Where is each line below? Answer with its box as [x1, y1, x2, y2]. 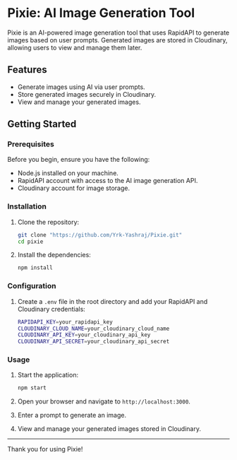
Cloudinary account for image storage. [17, 184, 130, 192]
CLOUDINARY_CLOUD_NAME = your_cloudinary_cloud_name [17, 325, 170, 332]
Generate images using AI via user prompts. [17, 83, 146, 91]
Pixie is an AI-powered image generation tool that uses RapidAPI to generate [7, 28, 230, 37]
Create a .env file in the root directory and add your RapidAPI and [17, 297, 208, 305]
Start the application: [17, 371, 79, 379]
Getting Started [7, 118, 77, 130]
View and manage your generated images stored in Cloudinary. [17, 425, 201, 433]
